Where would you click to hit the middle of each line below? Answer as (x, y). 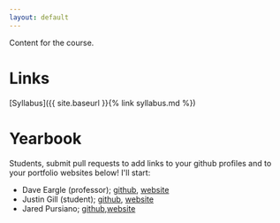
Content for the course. (52, 42)
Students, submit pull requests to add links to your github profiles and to (140, 163)
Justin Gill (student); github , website (88, 199)
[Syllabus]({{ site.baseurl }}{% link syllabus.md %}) (102, 103)
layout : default (39, 17)
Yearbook (45, 138)
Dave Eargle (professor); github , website (95, 189)
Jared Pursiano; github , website (79, 208)
